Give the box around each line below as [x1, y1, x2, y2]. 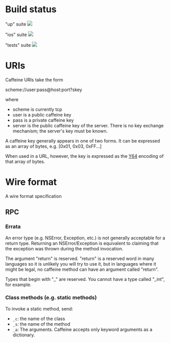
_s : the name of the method [12, 321, 71, 327]
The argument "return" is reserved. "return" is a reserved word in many [5, 255, 155, 262]
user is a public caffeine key [12, 111, 72, 118]
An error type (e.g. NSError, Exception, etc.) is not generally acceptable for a [5, 235, 165, 241]
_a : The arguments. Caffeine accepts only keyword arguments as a [12, 326, 153, 332]
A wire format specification [5, 193, 62, 199]
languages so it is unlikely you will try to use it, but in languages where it [5, 261, 156, 267]
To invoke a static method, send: [5, 305, 74, 311]
